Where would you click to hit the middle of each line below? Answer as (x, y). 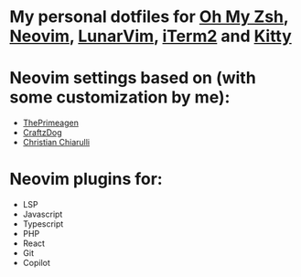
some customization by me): (120, 97)
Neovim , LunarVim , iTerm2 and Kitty (151, 36)
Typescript (43, 224)
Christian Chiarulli (56, 143)
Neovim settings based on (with (133, 78)
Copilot (36, 263)
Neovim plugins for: (86, 179)
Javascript (43, 214)
